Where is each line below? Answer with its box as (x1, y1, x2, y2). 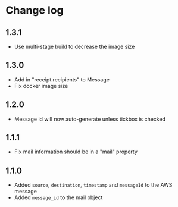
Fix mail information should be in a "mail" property (14, 148, 138, 155)
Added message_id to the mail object (14, 194, 103, 201)
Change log (5, 4, 64, 17)
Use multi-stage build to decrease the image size (14, 43, 135, 50)
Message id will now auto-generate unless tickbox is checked (14, 115, 166, 123)
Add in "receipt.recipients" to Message (14, 76, 110, 83)
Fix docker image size (14, 82, 68, 89)
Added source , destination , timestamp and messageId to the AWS (14, 181, 173, 189)
